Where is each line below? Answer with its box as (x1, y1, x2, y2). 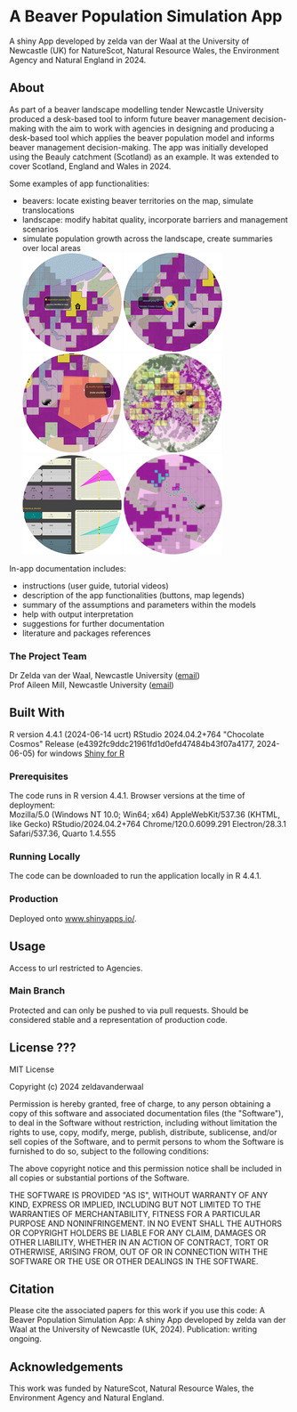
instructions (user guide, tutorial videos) (21, 580, 169, 591)
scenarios (21, 223, 60, 234)
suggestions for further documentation (21, 618, 165, 629)
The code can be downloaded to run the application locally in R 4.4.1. (9, 871, 262, 881)
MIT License (9, 1064, 55, 1075)
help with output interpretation (21, 608, 134, 620)
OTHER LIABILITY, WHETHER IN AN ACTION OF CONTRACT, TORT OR (9, 1237, 269, 1247)
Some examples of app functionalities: (9, 178, 149, 189)
